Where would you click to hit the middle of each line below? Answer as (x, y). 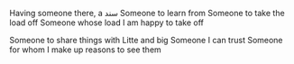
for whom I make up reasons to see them (86, 50)
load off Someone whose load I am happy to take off (107, 23)
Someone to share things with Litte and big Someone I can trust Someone (146, 40)
